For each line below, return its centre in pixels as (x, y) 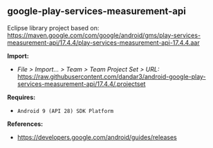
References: (25, 124)
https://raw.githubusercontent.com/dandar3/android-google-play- (111, 76)
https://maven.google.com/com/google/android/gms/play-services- (104, 35)
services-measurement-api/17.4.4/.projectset (81, 84)
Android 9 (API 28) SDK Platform (65, 111)
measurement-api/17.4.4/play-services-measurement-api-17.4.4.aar (103, 42)
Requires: (21, 97)
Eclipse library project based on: (53, 28)
